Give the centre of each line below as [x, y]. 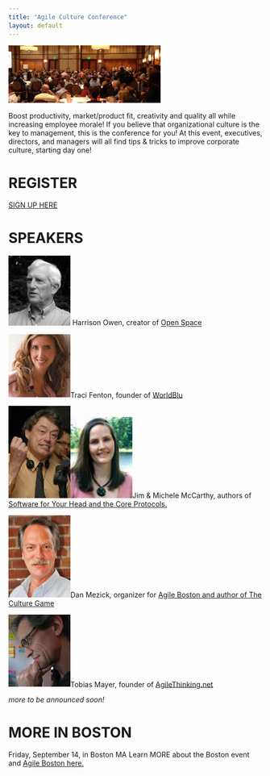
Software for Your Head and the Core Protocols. [88, 504]
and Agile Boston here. [46, 763]
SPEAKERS [46, 238]
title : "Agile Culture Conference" [68, 17]
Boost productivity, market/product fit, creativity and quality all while [122, 116]
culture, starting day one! [50, 150]
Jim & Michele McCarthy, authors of [192, 495]
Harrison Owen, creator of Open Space [137, 323]
